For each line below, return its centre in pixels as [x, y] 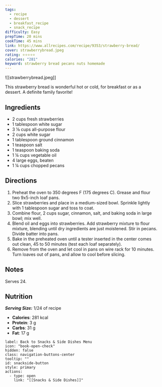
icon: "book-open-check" [30, 346]
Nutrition [19, 296]
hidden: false [19, 351]
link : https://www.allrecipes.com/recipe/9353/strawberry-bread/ [72, 46]
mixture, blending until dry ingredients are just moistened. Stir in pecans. [85, 228]
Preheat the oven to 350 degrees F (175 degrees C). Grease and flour [81, 192]
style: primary [20, 368]
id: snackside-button [27, 363]
